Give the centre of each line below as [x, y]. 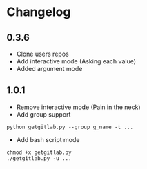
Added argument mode [49, 69]
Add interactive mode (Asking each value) [76, 61]
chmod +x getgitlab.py [39, 152]
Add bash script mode [48, 139]
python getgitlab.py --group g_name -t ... [70, 127]
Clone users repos [43, 54]
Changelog [39, 12]
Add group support [43, 114]
